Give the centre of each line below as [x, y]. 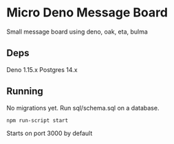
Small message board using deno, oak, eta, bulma [77, 32]
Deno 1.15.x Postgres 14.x [42, 69]
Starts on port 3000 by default [50, 133]
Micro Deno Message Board [87, 13]
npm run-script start [37, 120]
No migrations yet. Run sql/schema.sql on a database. [83, 108]
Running [25, 92]
